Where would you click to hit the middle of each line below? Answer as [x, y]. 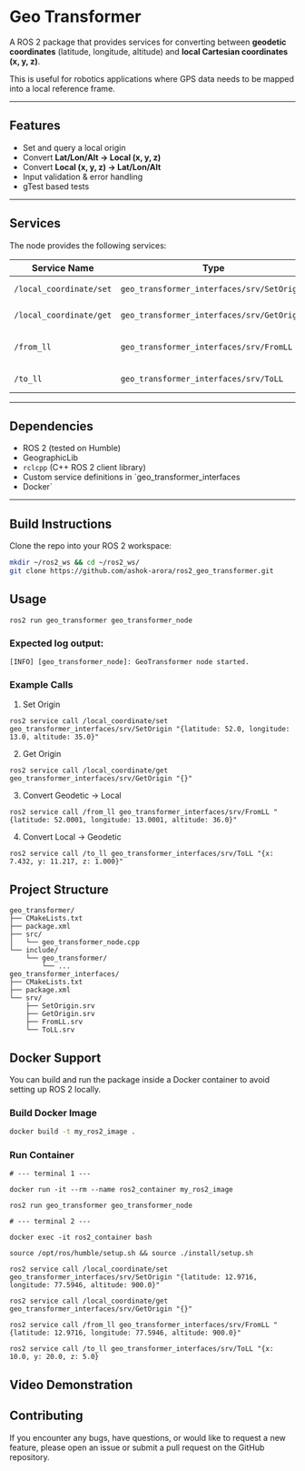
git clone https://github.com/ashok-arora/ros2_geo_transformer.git [142, 571]
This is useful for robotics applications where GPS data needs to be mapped [152, 78]
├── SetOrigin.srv [60, 1006]
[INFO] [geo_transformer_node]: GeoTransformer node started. [129, 662]
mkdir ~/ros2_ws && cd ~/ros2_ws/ [75, 563]
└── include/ [34, 951]
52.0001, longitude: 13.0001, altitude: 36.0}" [146, 821]
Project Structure [59, 889]
